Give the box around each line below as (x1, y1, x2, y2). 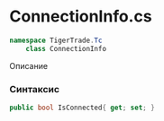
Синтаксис (9, 82, 60, 95)
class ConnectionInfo (25, 44, 106, 53)
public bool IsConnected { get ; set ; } (9, 103, 155, 112)
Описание (9, 60, 48, 71)
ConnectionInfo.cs (9, 6, 152, 27)
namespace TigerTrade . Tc (9, 36, 103, 45)
